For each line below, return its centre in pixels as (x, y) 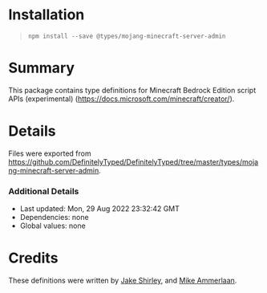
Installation (47, 15)
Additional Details (44, 191)
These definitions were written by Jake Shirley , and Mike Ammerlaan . (123, 281)
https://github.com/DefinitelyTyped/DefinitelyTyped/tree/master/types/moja (133, 161)
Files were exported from (50, 153)
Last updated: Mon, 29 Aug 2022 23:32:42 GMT (100, 209)
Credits (33, 258)
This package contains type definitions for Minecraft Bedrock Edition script (132, 90)
